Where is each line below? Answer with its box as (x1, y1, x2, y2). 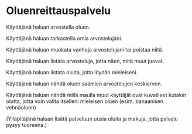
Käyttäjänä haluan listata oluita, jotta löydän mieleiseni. (6, 68, 138, 75)
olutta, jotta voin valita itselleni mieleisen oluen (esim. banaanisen (6, 98, 164, 105)
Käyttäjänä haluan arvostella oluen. (6, 23, 91, 30)
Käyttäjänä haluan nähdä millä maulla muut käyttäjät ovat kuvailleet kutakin (6, 91, 186, 98)
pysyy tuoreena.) (6, 121, 47, 128)
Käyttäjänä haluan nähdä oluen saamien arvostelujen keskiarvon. (6, 80, 163, 87)
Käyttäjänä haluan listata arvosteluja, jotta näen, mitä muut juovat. (6, 57, 164, 64)
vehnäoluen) (6, 104, 36, 111)
